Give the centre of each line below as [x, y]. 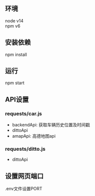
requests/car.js [24, 113]
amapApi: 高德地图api [34, 136]
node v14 [14, 20]
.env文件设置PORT [24, 189]
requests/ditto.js [25, 149]
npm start [15, 83]
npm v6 [13, 26]
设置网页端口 [24, 176]
